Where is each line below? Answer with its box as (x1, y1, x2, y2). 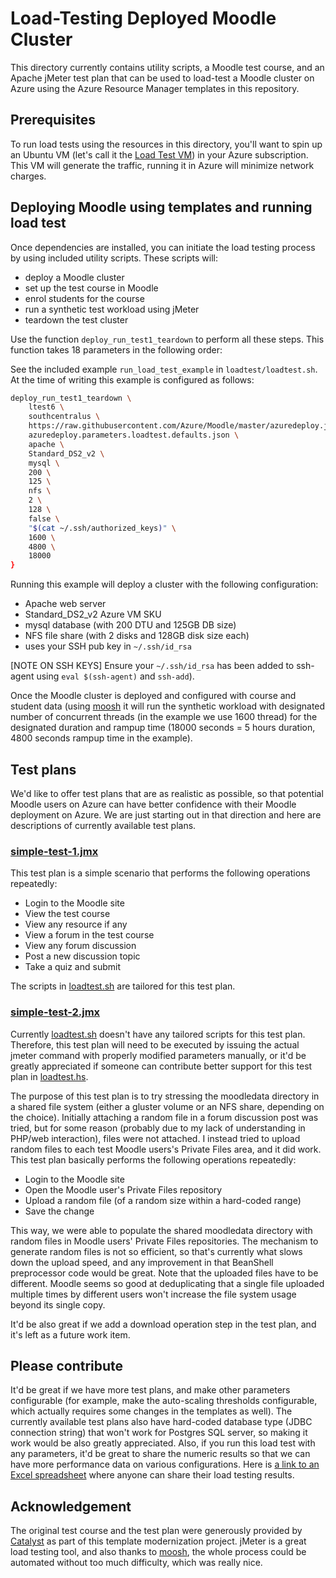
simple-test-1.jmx (10, 844, 99, 858)
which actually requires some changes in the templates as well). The (10, 1405, 293, 1417)
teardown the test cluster (24, 313, 129, 326)
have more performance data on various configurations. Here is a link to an (10, 1458, 320, 1471)
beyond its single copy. (10, 1298, 106, 1311)
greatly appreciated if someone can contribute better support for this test (10, 1060, 313, 1072)
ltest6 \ (28, 402, 65, 412)
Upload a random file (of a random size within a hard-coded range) (24, 1194, 302, 1206)
